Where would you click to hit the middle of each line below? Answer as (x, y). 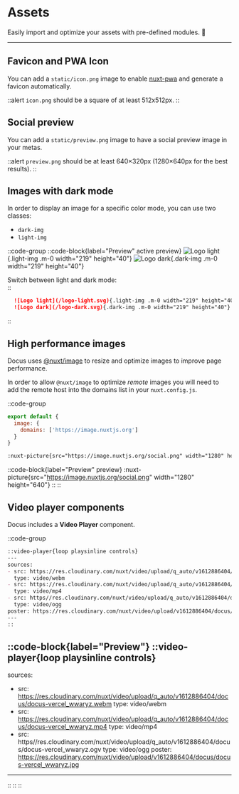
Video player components (66, 507)
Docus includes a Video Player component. (71, 524)
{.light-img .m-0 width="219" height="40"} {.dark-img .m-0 (113, 258)
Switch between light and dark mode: (62, 280)
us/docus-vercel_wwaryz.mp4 (63, 727)
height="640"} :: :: (34, 485)
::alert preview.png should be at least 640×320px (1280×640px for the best (118, 161)
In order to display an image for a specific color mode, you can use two (112, 208)
